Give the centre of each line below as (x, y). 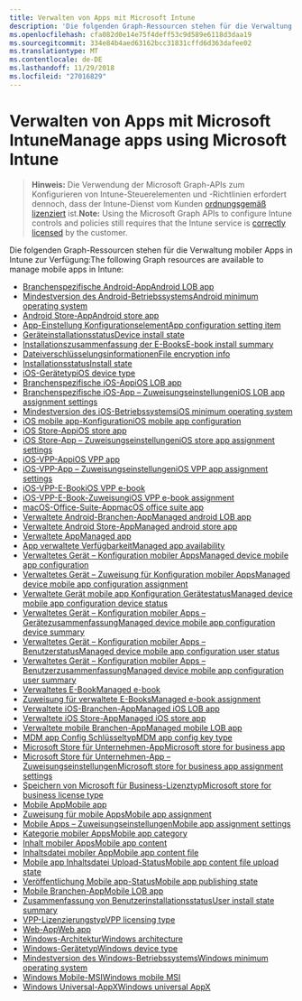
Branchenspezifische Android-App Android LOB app (118, 286)
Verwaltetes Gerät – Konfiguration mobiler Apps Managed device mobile (156, 555)
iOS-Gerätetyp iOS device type (79, 373)
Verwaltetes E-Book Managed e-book (91, 689)
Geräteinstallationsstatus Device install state (103, 334)
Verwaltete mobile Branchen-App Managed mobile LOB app (132, 728)
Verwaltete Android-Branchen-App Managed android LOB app (137, 516)
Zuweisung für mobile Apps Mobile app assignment (117, 814)
